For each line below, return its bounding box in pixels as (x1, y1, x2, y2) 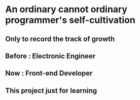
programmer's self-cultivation (5, 14, 135, 26)
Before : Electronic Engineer (5, 52, 96, 60)
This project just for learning (5, 86, 97, 95)
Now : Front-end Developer (5, 69, 93, 78)
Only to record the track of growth (5, 35, 115, 43)
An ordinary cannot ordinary (5, 4, 128, 15)
